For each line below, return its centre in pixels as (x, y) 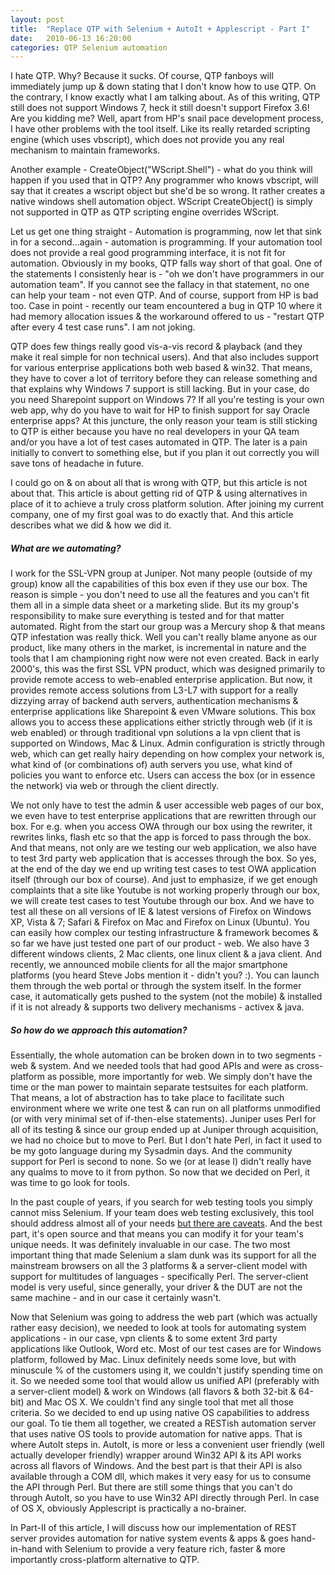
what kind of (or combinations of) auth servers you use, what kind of (151, 765)
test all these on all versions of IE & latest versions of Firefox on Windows (161, 912)
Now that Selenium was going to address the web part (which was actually (164, 1317)
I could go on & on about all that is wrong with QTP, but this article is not (159, 483)
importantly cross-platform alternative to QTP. (105, 1560)
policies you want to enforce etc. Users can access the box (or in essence (163, 775)
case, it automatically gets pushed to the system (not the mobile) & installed (166, 997)
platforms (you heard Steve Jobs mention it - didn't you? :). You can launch (165, 975)
